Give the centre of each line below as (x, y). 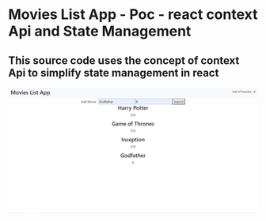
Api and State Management (100, 31)
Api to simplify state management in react (114, 73)
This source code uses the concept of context (124, 60)
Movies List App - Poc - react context (133, 15)
